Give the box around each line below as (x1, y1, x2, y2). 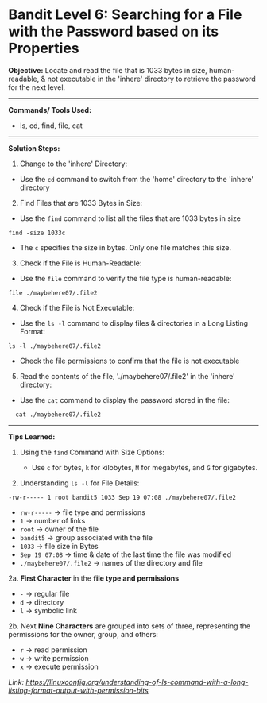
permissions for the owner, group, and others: (8, 629, 159, 639)
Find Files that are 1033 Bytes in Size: (19, 198, 143, 207)
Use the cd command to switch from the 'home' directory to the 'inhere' (19, 174, 254, 183)
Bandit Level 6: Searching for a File (8, 6, 242, 24)
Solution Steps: (8, 143, 60, 153)
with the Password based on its (8, 22, 219, 41)
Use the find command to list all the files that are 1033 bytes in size (19, 213, 241, 223)
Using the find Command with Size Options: (19, 447, 165, 457)
